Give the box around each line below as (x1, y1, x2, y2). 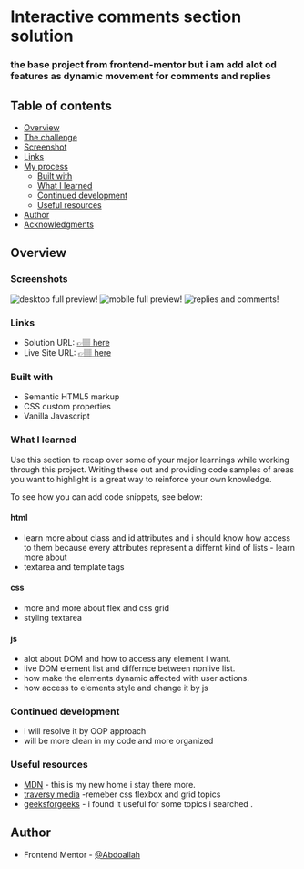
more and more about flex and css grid (23, 602, 169, 613)
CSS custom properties (23, 401, 112, 412)
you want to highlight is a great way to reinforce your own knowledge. (10, 473, 272, 484)
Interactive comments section (10, 6, 242, 27)
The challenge (23, 131, 78, 142)
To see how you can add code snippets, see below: (10, 491, 203, 502)
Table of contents (10, 98, 112, 113)
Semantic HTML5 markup (23, 391, 120, 402)
